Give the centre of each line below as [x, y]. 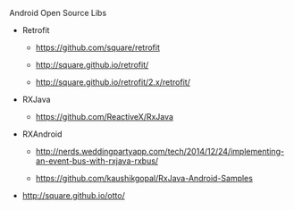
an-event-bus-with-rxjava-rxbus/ [97, 161]
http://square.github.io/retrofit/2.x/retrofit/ [113, 82]
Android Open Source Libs [58, 13]
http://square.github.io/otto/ [73, 195]
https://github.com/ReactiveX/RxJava [105, 117]
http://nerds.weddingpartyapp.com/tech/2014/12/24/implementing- [160, 151]
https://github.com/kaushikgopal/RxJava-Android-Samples [144, 178]
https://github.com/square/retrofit [98, 47]
